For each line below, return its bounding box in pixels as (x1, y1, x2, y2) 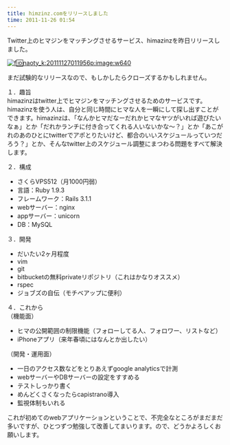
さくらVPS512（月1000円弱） (16, 177, 102, 186)
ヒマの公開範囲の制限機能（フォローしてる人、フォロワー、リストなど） (16, 326, 222, 334)
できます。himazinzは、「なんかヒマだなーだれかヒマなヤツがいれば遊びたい (7, 113, 222, 122)
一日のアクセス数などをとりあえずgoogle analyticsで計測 (16, 364, 179, 372)
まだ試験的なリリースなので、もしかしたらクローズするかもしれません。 (7, 73, 211, 81)
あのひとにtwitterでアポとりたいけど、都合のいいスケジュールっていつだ (19, 131, 223, 139)
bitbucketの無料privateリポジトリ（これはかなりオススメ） (16, 272, 184, 281)
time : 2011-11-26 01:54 (7, 17, 76, 23)
